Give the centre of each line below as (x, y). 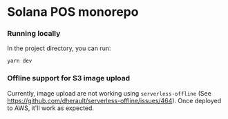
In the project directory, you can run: (59, 48)
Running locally (34, 34)
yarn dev (20, 61)
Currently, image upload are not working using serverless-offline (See (110, 93)
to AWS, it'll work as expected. (51, 108)
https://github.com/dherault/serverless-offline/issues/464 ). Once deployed (114, 100)
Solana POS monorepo (73, 12)
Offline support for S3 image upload (69, 78)
